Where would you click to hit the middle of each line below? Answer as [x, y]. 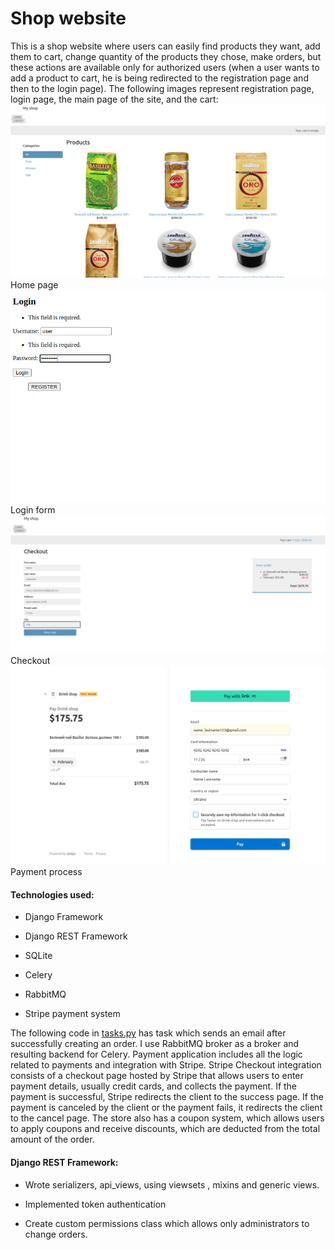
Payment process [46, 872]
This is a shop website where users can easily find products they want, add [165, 46]
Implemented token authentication [95, 1204]
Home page [34, 285]
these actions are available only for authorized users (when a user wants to [165, 67]
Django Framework [64, 917]
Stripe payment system [72, 1014]
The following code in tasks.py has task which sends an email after [148, 1033]
